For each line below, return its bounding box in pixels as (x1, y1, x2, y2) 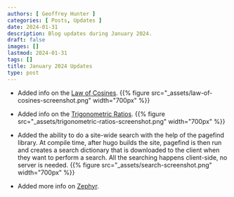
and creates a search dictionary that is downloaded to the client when (17, 146, 220, 154)
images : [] (7, 43, 39, 50)
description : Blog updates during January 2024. (7, 30, 152, 37)
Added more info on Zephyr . (17, 182, 100, 190)
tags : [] (7, 56, 33, 63)
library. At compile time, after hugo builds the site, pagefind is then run (17, 138, 222, 146)
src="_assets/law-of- (150, 89, 213, 97)
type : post (7, 69, 39, 76)
